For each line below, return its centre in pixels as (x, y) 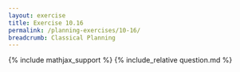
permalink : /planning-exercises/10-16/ (75, 30)
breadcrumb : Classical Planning (62, 38)
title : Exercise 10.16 (46, 23)
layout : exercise (37, 15)
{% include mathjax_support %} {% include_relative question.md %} (120, 60)
